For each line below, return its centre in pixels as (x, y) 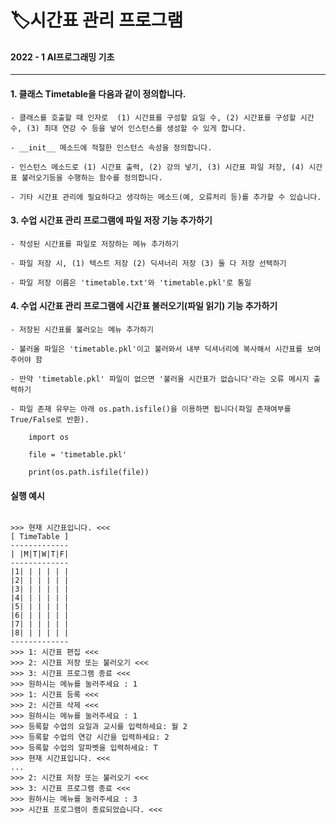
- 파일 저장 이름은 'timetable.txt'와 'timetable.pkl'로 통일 (131, 282)
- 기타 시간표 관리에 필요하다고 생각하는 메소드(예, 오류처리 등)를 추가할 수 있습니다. (166, 197)
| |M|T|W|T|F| (40, 554)
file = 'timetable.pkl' (78, 455)
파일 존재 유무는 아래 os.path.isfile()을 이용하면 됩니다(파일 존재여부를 (155, 409)
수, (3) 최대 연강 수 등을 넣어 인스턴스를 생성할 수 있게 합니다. (128, 128)
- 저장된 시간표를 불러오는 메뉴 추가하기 (82, 330)
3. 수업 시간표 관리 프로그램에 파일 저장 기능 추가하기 (111, 220)
